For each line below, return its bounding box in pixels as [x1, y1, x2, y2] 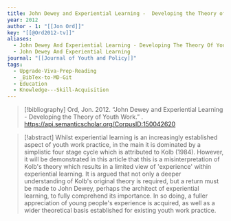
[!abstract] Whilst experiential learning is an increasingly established [23, 133, 218, 141]
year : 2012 [7, 16, 38, 23]
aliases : [7, 36, 32, 43]
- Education [13, 80, 48, 87]
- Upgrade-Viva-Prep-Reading [13, 67, 97, 74]
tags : [7, 61, 23, 68]
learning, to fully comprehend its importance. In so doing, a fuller [23, 191, 208, 200]
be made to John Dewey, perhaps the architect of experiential [23, 185, 199, 193]
